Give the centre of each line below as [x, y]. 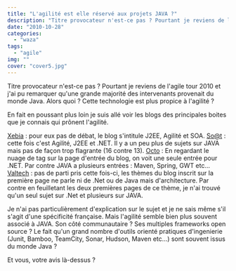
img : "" [19, 60]
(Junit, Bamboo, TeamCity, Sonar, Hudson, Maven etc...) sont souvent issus [117, 239]
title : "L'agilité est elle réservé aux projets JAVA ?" [92, 14]
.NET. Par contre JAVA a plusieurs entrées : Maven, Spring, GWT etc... [109, 165]
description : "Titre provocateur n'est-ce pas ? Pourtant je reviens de [116, 20]
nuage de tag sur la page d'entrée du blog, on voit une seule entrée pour [112, 158]
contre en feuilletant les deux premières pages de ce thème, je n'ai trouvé [114, 187]
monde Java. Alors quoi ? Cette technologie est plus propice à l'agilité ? [111, 101]
